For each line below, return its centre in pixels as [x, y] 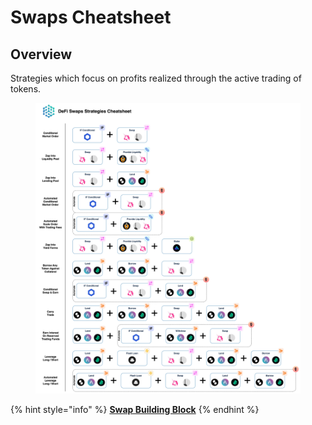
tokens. [26, 89]
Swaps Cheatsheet [91, 17]
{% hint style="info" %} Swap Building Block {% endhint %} [135, 409]
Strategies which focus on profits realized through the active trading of [156, 78]
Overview [41, 54]
